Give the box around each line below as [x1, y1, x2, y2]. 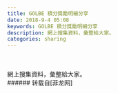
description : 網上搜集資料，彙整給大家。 [7, 29, 115, 37]
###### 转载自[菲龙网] [7, 79, 73, 87]
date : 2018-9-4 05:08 [7, 17, 70, 23]
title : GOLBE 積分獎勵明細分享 [7, 10, 89, 17]
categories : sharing [7, 36, 67, 43]
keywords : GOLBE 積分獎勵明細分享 [7, 23, 98, 30]
